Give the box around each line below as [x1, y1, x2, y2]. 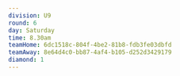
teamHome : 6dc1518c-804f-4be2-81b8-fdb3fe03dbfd [8, 41, 172, 49]
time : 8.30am [8, 33, 52, 42]
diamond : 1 [8, 56, 44, 64]
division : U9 [8, 11, 52, 20]
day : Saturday [8, 26, 56, 34]
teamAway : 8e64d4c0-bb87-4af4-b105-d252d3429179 [8, 48, 172, 56]
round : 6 [8, 19, 37, 27]
